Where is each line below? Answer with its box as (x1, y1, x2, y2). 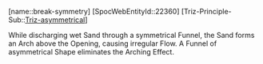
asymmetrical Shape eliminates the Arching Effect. (8, 47, 174, 56)
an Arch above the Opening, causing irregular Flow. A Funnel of (8, 39, 217, 48)
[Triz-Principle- (181, 7, 232, 16)
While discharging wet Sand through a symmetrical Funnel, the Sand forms (8, 31, 255, 40)
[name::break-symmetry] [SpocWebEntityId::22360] (8, 7, 180, 16)
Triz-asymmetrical (25, 15, 86, 24)
